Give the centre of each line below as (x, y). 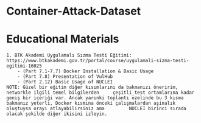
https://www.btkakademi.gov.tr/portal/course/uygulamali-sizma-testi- (98, 61)
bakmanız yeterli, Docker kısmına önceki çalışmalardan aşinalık (91, 104)
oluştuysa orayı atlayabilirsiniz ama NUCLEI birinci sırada (97, 109)
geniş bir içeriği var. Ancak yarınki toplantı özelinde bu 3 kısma (95, 98)
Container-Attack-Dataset (74, 11)
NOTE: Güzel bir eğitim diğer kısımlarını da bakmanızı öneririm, (92, 87)
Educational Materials (63, 39)
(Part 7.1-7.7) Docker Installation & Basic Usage (88, 71)
